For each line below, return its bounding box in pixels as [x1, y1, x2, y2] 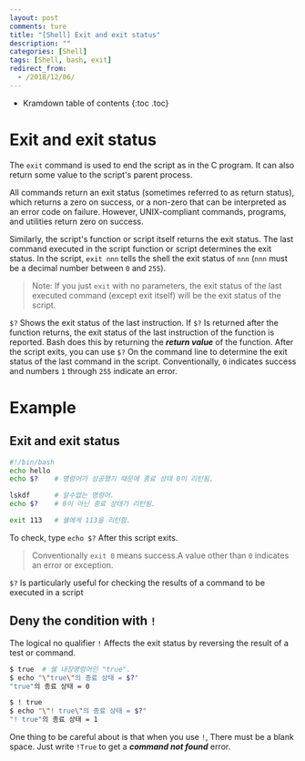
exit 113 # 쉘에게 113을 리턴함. [9, 516, 131, 525]
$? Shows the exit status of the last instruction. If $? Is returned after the [9, 317, 280, 328]
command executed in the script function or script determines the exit [9, 243, 271, 254]
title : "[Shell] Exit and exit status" [9, 30, 161, 39]
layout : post [9, 13, 59, 23]
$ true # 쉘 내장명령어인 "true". [9, 665, 131, 674]
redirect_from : [9, 65, 67, 74]
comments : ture [9, 22, 67, 31]
